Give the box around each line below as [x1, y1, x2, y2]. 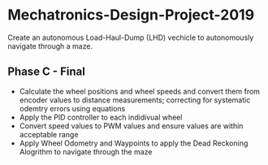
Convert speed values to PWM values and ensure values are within [19, 120, 244, 131]
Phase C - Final [7, 65, 86, 79]
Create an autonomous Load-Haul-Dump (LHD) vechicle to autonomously [7, 33, 254, 42]
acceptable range [19, 129, 79, 139]
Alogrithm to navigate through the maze [19, 146, 153, 156]
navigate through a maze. [7, 41, 93, 50]
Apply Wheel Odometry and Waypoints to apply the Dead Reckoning [19, 138, 249, 148]
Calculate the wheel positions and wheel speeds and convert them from [19, 86, 261, 96]
